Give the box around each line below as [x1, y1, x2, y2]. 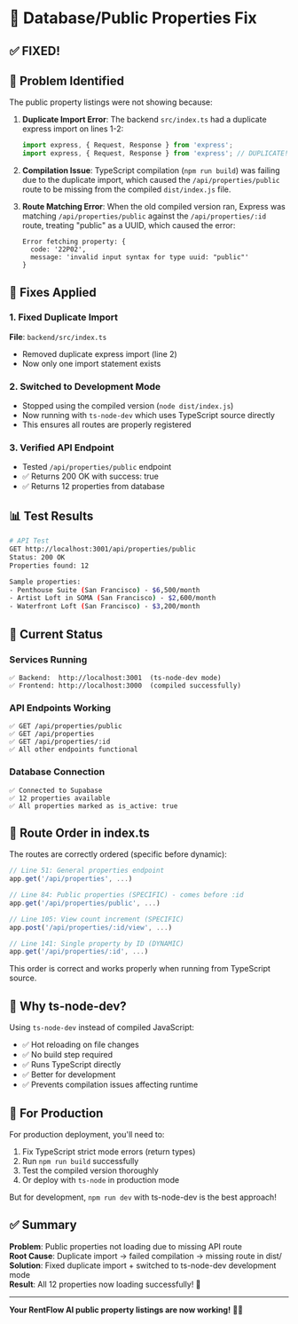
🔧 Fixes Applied [9, 284, 98, 300]
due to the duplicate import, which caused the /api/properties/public [21, 175, 281, 186]
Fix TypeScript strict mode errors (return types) [21, 1146, 196, 1157]
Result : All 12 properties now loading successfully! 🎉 [9, 1279, 201, 1289]
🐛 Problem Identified [9, 73, 124, 88]
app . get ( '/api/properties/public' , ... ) [9, 899, 161, 908]
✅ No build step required [21, 1050, 114, 1060]
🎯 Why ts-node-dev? [9, 998, 127, 1013]
